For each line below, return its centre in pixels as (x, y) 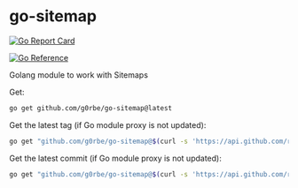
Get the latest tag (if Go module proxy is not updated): (108, 124)
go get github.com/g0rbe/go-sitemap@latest (91, 108)
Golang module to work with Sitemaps (79, 75)
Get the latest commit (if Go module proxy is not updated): (115, 158)
